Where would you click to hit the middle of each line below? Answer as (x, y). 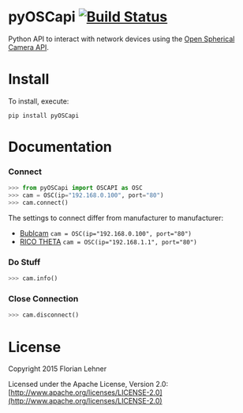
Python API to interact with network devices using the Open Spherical (121, 39)
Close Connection (43, 299)
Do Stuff (24, 262)
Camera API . (28, 47)
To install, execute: (39, 101)
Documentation (60, 147)
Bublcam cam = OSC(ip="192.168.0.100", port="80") (105, 233)
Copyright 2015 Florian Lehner (58, 369)
